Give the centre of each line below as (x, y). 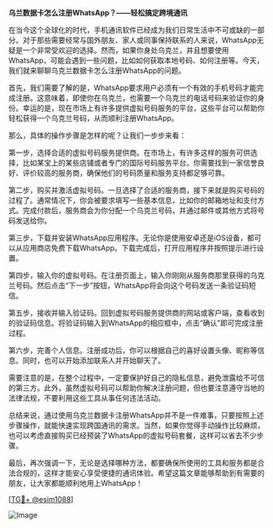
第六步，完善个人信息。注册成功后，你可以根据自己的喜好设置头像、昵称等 (133, 350)
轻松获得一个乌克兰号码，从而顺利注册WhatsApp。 (93, 118)
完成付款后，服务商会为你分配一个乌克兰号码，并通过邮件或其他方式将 (140, 210)
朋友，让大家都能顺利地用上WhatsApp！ (76, 483)
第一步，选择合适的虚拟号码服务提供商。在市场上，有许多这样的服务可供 (129, 152)
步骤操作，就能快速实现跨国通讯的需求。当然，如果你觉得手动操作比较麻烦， (136, 425)
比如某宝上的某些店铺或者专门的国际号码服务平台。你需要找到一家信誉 (140, 163)
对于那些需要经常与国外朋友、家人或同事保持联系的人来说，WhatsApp (140, 40)
